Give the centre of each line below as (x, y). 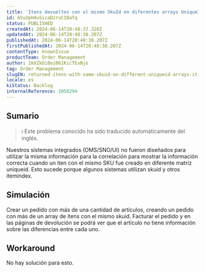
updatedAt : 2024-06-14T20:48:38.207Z (54, 35)
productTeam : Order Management (46, 57)
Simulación (28, 195)
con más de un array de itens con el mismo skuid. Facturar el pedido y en (99, 216)
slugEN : (16, 74)
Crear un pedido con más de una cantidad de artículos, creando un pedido (100, 209)
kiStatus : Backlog (30, 86)
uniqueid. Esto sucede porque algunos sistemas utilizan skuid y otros (93, 169)
